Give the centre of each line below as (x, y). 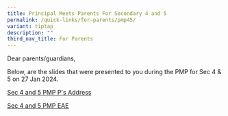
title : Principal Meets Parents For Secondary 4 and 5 (87, 13)
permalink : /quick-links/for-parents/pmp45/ (72, 20)
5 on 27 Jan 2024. (33, 79)
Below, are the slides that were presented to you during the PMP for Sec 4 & (114, 72)
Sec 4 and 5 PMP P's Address (49, 93)
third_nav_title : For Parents (50, 39)
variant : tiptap (30, 26)
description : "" (30, 33)
